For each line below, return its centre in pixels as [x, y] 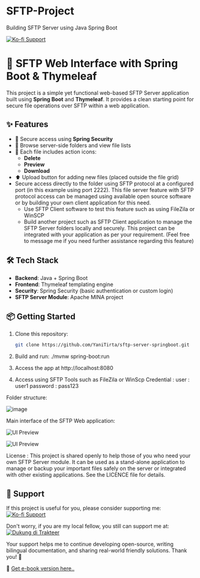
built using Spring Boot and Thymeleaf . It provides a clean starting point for [100, 99]
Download [37, 171]
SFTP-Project [40, 11]
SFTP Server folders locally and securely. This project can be [99, 228]
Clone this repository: [41, 334]
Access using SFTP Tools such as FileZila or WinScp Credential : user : [102, 380]
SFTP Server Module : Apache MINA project [69, 297]
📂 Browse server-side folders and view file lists [73, 145]
